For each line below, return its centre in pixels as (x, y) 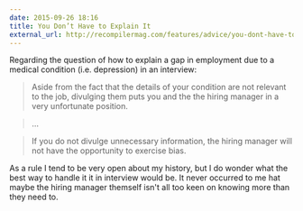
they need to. (34, 197)
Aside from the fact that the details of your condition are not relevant (159, 87)
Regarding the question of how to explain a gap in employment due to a (142, 60)
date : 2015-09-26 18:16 (54, 18)
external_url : (36, 34)
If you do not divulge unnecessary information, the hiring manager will (162, 142)
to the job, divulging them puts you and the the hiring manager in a (155, 96)
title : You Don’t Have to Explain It (80, 26)
